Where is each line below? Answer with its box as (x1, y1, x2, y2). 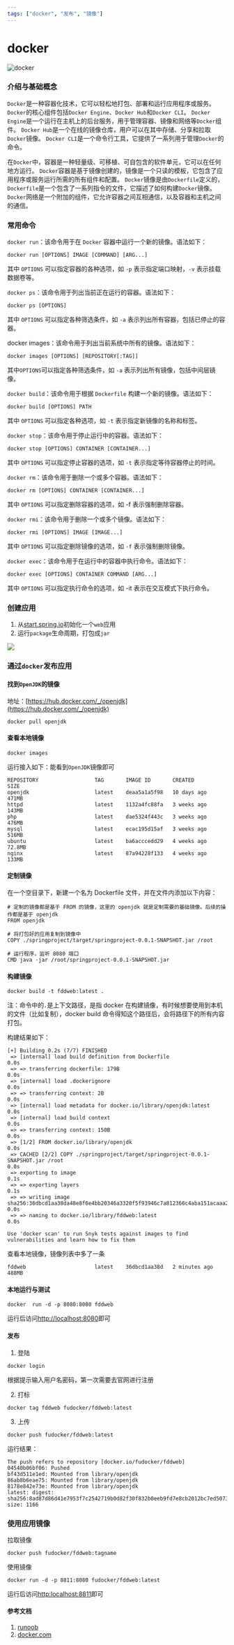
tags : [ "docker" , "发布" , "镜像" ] (7, 10, 103, 17)
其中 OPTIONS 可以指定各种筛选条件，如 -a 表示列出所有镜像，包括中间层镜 (7, 366, 216, 374)
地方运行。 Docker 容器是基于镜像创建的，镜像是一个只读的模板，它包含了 (7, 166, 217, 174)
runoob (17, 1623, 38, 1632)
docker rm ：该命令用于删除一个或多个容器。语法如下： (7, 473, 164, 482)
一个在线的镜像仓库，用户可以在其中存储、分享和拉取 (58, 125, 211, 133)
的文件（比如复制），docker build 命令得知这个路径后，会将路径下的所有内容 (7, 1010, 225, 1018)
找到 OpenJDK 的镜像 (7, 680, 61, 688)
